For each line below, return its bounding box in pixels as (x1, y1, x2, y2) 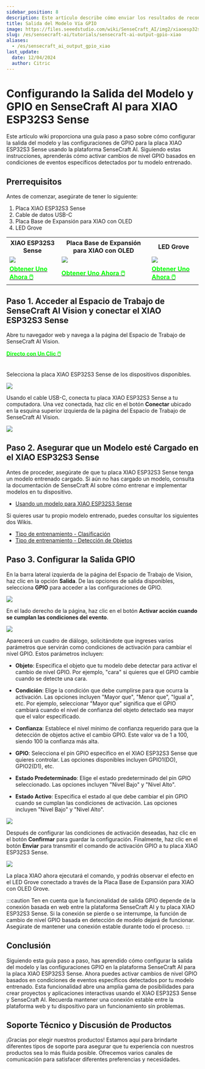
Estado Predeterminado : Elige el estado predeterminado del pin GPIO (15, 774, 191, 781)
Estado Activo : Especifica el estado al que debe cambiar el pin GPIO (15, 792, 188, 800)
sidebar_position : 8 (6, 9, 59, 15)
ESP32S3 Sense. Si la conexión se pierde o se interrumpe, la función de (6, 910, 187, 917)
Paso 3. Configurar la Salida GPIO (6, 555, 135, 565)
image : (6, 26, 23, 32)
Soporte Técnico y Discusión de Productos (6, 1020, 172, 1030)
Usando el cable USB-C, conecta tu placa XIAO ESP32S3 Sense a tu (6, 394, 178, 402)
